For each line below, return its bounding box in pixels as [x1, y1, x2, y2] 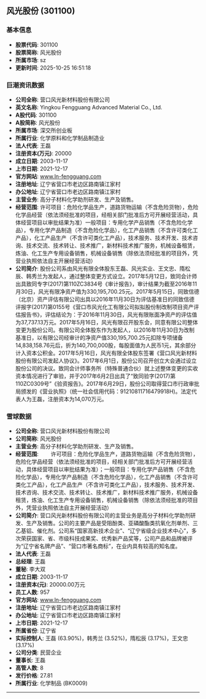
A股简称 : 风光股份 [15, 119, 61, 126]
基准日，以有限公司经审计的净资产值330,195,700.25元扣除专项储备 [15, 334, 183, 341]
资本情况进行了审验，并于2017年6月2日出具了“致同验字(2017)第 [15, 372, 176, 380]
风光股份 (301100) [6, 6, 75, 17]
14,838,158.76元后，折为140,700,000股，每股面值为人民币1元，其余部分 [15, 342, 196, 349]
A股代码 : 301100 [15, 111, 57, 119]
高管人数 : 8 [15, 664, 44, 671]
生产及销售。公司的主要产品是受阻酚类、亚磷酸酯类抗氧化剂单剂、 [26, 520, 193, 527]
